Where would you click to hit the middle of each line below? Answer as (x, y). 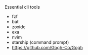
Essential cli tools (22, 7)
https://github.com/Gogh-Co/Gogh (47, 47)
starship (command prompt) (40, 42)
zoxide (19, 27)
